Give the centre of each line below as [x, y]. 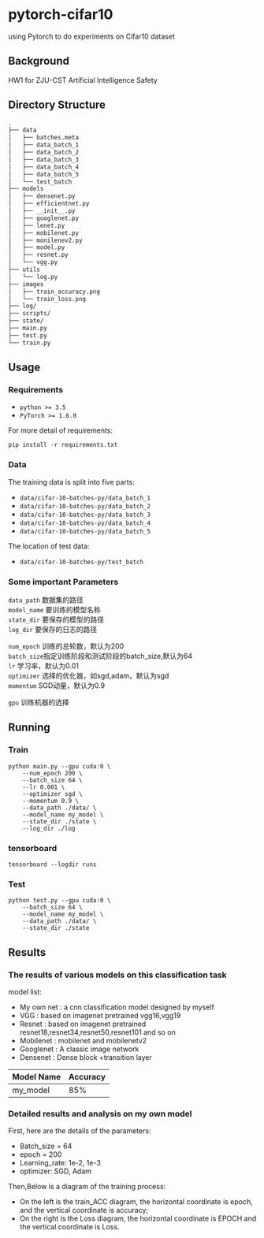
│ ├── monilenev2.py [45, 240]
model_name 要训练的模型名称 [54, 609]
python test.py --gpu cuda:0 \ [59, 901]
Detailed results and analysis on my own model [100, 1113]
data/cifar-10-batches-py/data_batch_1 [85, 498]
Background [39, 61]
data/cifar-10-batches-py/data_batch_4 [85, 523]
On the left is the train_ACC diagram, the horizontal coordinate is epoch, [136, 1202]
